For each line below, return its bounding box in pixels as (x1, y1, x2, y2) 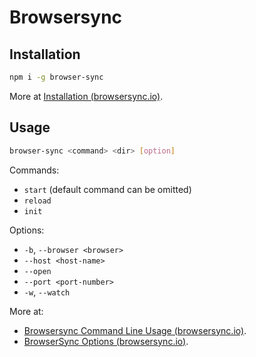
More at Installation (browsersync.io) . (9, 90, 164, 102)
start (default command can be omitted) (23, 183, 192, 195)
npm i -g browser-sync (9, 72, 104, 82)
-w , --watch (23, 286, 71, 298)
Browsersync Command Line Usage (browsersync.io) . (23, 324, 247, 336)
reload (23, 196, 52, 206)
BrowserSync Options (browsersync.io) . (23, 335, 189, 347)
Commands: (9, 164, 60, 176)
